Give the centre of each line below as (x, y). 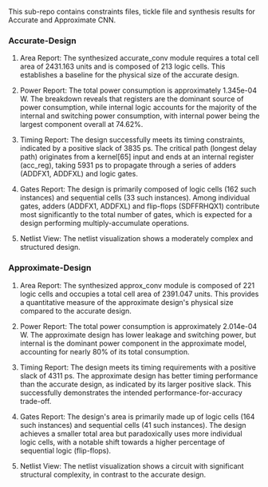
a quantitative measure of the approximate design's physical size (126, 302)
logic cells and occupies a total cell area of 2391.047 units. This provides (139, 294)
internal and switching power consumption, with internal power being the (140, 116)
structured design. (50, 247)
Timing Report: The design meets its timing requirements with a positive (138, 367)
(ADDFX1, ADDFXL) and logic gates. (79, 174)
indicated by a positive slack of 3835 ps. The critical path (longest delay (138, 148)
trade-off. (35, 401)
